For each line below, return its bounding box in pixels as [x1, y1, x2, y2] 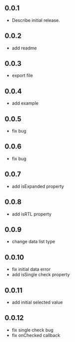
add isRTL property [11, 211, 52, 217]
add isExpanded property [11, 183, 64, 189]
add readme [11, 45, 37, 51]
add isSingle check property [11, 272, 70, 278]
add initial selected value [11, 299, 63, 305]
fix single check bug [11, 327, 54, 333]
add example [11, 100, 39, 106]
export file [11, 72, 33, 79]
